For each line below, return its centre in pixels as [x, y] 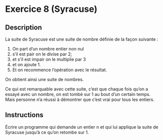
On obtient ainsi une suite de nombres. [44, 79]
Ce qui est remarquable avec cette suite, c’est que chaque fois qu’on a [77, 89]
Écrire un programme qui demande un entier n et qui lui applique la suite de [82, 127]
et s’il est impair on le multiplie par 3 [49, 59]
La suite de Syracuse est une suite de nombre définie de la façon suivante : [82, 39]
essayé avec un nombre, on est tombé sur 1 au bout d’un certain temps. [78, 94]
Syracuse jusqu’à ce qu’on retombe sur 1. [47, 132]
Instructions [24, 115]
